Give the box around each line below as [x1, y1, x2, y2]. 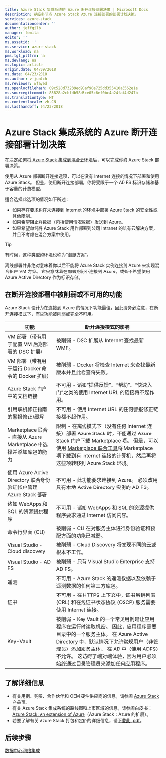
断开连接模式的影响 [84, 324, 130, 330]
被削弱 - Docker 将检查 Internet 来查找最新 [56, 361, 156, 368]
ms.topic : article [5, 62, 43, 67]
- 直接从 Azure [7, 433, 42, 440]
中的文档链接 [7, 392, 38, 399]
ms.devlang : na [5, 58, 37, 63]
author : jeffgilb [5, 26, 41, 31]
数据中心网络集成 [5, 748, 40, 754]
